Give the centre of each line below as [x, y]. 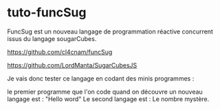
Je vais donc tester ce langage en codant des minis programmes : [101, 78]
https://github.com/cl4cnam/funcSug [60, 52]
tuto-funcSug [47, 13]
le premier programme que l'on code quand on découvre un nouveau [105, 92]
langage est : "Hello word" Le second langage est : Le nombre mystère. [108, 99]
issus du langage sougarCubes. [52, 38]
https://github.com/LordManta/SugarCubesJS [72, 65]
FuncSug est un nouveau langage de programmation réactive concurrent [110, 31]
